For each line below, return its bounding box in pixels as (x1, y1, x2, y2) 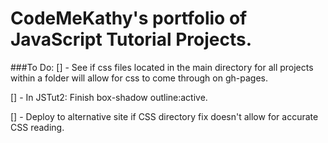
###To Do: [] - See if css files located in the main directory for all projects (10, 61, 314, 73)
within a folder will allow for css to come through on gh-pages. (10, 72, 268, 84)
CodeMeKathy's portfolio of (10, 7, 248, 30)
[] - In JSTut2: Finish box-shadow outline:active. (10, 91, 208, 103)
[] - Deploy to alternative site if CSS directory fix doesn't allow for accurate (10, 110, 319, 122)
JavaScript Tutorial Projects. (10, 28, 253, 51)
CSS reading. (10, 121, 65, 133)
